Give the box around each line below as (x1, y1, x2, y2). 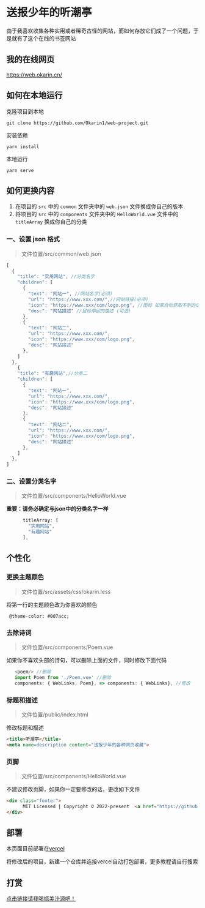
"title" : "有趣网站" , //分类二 (17, 370, 88, 377)
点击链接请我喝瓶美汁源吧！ (6, 895, 76, 902)
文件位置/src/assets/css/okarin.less (21, 588, 111, 595)
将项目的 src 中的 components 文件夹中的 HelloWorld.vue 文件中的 (15, 211, 179, 218)
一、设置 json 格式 (6, 235, 60, 244)
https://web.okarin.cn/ (6, 71, 62, 78)
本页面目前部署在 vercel (6, 845, 65, 852)
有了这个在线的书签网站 (16, 34, 76, 42)
